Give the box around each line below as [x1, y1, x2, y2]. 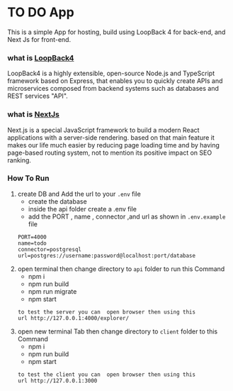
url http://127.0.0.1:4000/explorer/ [17, 314, 130, 321]
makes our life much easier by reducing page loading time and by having [7, 141, 220, 149]
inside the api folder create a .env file [28, 204, 137, 213]
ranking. [7, 155, 32, 164]
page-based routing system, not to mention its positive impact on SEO [7, 148, 212, 157]
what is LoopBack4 [7, 53, 74, 62]
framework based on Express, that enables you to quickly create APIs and [7, 77, 223, 85]
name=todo [17, 239, 47, 247]
